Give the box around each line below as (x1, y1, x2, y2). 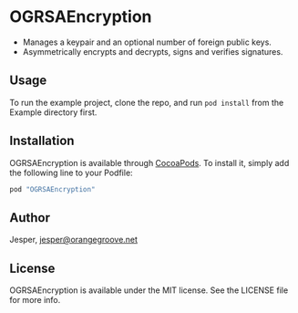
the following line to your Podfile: (9, 167, 134, 178)
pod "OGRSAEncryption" (9, 184, 96, 193)
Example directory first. (9, 107, 98, 118)
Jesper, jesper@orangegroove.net (9, 235, 139, 245)
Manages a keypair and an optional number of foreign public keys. (22, 37, 272, 47)
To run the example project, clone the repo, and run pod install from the (9, 97, 284, 108)
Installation (9, 133, 75, 149)
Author (9, 210, 50, 225)
